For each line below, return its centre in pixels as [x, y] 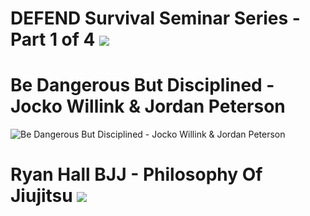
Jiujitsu [41, 196]
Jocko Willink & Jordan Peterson [148, 106]
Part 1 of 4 [53, 39]
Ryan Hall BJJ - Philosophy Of [136, 174]
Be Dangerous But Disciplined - [142, 85]
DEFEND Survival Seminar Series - [155, 18]
